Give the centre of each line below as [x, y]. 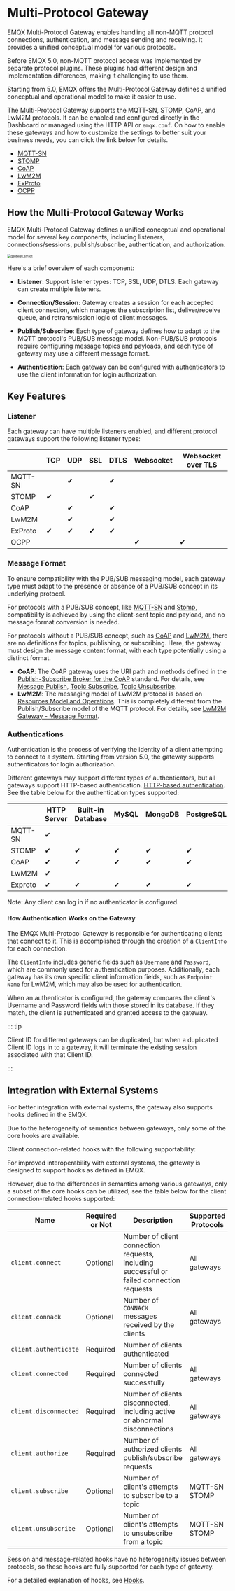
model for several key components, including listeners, [86, 237]
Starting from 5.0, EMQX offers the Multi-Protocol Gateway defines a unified [117, 89]
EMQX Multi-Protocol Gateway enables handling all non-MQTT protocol [110, 32]
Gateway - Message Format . [58, 716]
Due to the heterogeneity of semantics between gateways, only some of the [116, 1128]
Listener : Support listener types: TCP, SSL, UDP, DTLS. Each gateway [118, 281]
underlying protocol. [36, 594]
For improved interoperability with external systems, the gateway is [104, 1163]
